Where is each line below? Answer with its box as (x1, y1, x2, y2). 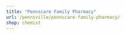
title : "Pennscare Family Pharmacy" (6, 8, 96, 15)
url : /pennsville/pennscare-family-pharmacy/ (6, 14, 120, 20)
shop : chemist (6, 20, 41, 26)
